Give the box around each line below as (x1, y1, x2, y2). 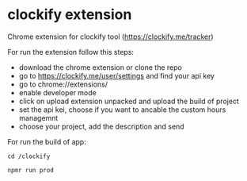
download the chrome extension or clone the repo (18, 62, 183, 72)
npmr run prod (7, 166, 55, 174)
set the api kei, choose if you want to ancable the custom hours (18, 105, 226, 114)
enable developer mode (18, 87, 97, 97)
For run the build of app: (7, 137, 86, 146)
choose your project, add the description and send (18, 121, 184, 131)
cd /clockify (7, 152, 51, 160)
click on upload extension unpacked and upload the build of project (18, 96, 239, 106)
